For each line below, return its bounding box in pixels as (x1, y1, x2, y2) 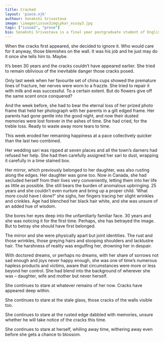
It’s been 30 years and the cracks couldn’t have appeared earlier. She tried (5, 63, 155, 69)
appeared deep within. (5, 288, 50, 293)
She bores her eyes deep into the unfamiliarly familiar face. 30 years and (5, 213, 151, 218)
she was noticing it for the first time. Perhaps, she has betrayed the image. (5, 218, 155, 224)
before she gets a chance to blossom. (5, 332, 82, 337)
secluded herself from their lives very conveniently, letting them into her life (5, 177, 157, 183)
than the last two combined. (5, 138, 61, 144)
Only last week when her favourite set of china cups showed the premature (5, 77, 156, 83)
